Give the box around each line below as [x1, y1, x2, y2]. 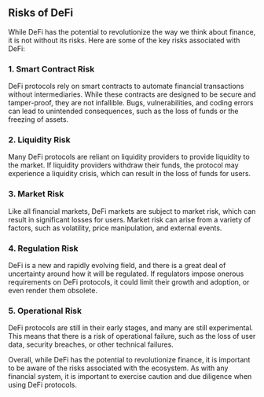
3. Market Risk [8, 189, 64, 200]
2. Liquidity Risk [8, 134, 71, 145]
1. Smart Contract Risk [8, 63, 95, 74]
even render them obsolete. [8, 286, 98, 295]
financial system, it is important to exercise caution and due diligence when [8, 372, 252, 381]
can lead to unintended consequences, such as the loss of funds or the [8, 106, 239, 116]
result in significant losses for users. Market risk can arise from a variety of [8, 215, 251, 224]
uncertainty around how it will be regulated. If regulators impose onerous [8, 269, 244, 278]
